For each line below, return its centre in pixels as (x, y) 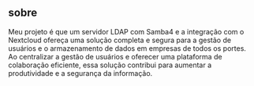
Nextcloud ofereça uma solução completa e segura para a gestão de (120, 40)
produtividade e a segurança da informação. (80, 73)
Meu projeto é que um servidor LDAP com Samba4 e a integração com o (126, 31)
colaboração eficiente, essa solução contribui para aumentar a (110, 65)
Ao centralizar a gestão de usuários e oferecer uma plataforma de (115, 56)
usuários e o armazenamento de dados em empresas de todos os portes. (127, 48)
